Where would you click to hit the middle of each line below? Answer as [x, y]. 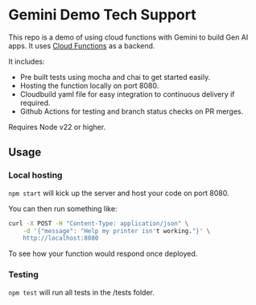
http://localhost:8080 [61, 238]
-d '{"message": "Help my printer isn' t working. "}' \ [117, 231]
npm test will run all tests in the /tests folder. [81, 292]
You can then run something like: [63, 208]
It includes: [27, 61]
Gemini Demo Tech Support [102, 15]
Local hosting [35, 175]
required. [35, 102]
